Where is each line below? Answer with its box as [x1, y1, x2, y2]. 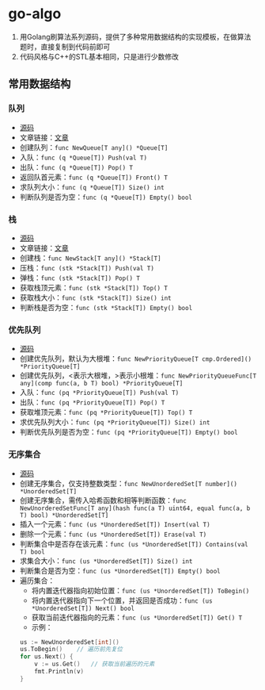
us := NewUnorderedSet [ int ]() [19, 638, 120, 646]
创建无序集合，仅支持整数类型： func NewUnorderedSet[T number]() [19, 478, 237, 488]
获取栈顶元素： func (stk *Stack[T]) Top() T [19, 282, 168, 292]
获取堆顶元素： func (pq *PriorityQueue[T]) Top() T [19, 408, 193, 417]
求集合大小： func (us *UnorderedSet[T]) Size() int [19, 556, 193, 565]
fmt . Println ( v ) [34, 668, 85, 676]
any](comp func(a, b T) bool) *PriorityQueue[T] [19, 380, 184, 388]
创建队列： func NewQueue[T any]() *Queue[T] [19, 142, 168, 151]
